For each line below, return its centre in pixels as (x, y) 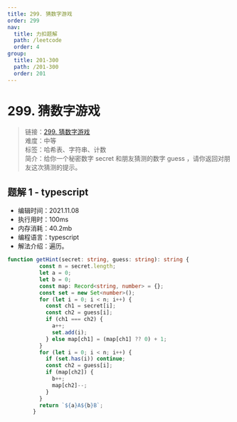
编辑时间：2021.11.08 (48, 211)
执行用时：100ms (43, 220)
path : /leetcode (38, 41)
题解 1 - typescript (48, 192)
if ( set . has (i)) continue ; (85, 359)
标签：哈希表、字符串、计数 (65, 149)
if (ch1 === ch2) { (74, 320)
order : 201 (30, 73)
